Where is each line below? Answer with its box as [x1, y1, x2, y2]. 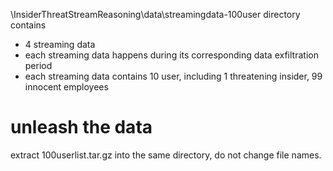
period [24, 60, 53, 71]
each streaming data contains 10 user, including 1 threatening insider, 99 [24, 70, 323, 82]
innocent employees [24, 81, 109, 93]
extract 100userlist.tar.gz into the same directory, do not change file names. [10, 149, 322, 161]
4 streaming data [24, 39, 96, 50]
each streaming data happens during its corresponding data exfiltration [24, 49, 319, 61]
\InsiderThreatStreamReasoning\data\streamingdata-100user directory [10, 9, 301, 20]
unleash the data [10, 116, 153, 139]
